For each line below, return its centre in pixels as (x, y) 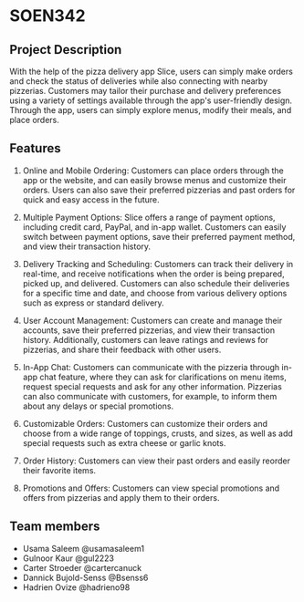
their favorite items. (59, 470)
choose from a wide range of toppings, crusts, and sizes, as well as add (158, 433)
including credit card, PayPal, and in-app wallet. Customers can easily (154, 227)
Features (35, 148)
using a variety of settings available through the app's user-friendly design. (151, 100)
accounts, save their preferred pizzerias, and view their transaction (149, 330)
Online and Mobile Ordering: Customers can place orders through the (153, 171)
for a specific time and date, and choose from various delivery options (155, 293)
